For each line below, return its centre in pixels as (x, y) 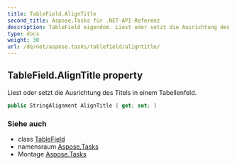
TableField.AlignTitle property (75, 75)
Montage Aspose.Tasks (52, 154)
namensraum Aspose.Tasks (58, 147)
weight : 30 (23, 40)
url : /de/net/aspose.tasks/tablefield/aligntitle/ (84, 47)
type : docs (23, 34)
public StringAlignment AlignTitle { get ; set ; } (82, 106)
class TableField (41, 139)
